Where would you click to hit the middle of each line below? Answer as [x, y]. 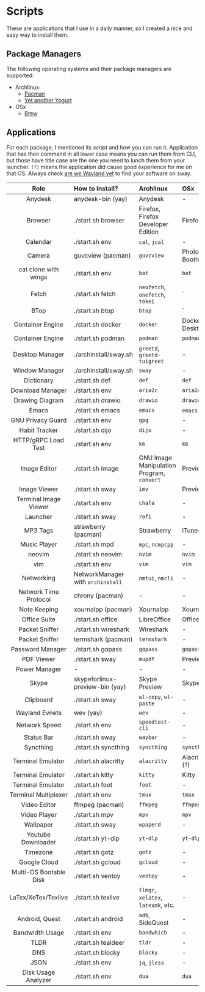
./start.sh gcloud [97, 862]
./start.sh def [92, 380]
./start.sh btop [94, 311]
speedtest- [155, 722]
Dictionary [39, 380]
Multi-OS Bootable [38, 872]
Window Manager [38, 370]
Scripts [25, 11]
